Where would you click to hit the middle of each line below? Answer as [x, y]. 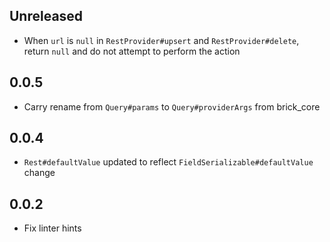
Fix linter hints [52, 228]
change [39, 173]
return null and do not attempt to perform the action [132, 51]
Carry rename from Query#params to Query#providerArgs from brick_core [172, 106]
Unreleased [46, 16]
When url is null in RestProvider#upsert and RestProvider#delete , [161, 40]
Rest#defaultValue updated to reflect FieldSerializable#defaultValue [168, 162]
